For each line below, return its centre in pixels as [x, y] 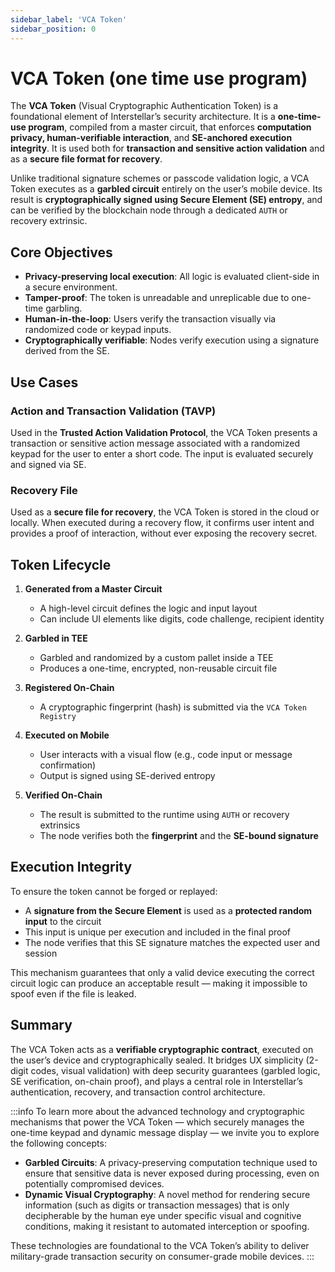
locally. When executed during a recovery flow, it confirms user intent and [162, 523]
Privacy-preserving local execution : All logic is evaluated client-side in [172, 277]
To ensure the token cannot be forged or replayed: [114, 891]
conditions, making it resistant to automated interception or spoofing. [167, 1226]
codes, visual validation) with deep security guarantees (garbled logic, [175, 1070]
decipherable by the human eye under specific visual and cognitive [163, 1215]
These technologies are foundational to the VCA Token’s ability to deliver [160, 1245]
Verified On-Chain [63, 795]
